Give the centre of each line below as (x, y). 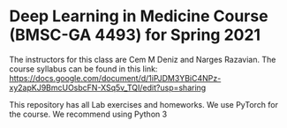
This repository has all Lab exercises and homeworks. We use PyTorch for (144, 104)
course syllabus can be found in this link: (83, 69)
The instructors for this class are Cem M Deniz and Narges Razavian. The (143, 59)
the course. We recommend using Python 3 (88, 114)
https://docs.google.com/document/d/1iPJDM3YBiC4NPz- (115, 78)
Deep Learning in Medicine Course (139, 16)
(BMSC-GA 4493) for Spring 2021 (135, 35)
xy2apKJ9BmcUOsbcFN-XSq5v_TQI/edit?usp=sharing (108, 87)
